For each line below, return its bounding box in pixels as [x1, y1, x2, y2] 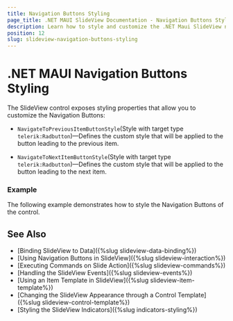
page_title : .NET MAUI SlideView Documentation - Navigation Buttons [7, 17, 213, 24]
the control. [7, 208, 40, 216]
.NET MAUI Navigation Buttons [7, 66, 188, 82]
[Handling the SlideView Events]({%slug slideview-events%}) [17, 269, 193, 277]
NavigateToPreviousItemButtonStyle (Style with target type [17, 124, 184, 133]
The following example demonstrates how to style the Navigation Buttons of [7, 201, 224, 209]
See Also [7, 228, 46, 240]
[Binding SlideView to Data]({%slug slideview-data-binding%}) [17, 247, 197, 255]
